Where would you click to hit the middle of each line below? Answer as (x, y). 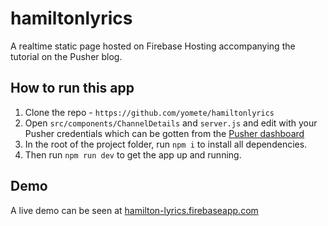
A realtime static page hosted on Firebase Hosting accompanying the (153, 46)
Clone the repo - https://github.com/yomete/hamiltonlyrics (149, 112)
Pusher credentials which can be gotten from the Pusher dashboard (164, 133)
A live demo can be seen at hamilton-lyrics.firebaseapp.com (134, 210)
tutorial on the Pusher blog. (66, 56)
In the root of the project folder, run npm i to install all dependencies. (166, 144)
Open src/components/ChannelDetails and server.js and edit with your (171, 123)
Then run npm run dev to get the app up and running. (133, 154)
